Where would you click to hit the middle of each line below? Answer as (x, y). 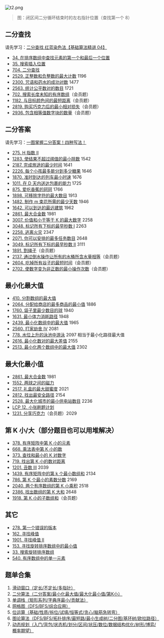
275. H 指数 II (25, 153)
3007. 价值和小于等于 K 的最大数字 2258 (52, 220)
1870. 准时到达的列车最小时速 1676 (47, 177)
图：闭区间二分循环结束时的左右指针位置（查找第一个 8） (75, 18)
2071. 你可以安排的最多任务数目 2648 (50, 238)
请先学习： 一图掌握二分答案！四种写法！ (46, 142)
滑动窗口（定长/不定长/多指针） (44, 588)
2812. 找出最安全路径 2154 (39, 395)
